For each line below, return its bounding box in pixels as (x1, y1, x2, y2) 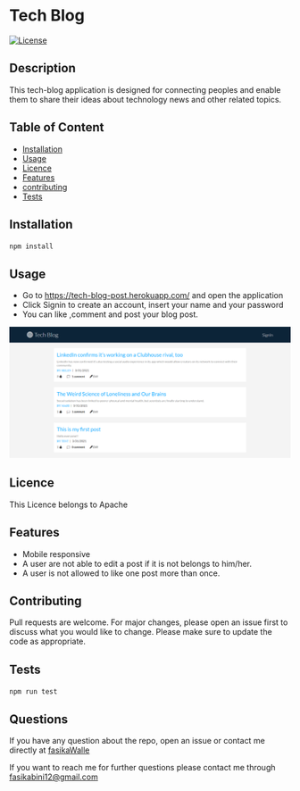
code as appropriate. (9, 636, 87, 647)
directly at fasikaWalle (9, 745, 90, 755)
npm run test (9, 687, 58, 696)
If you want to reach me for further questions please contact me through (9, 762, 276, 773)
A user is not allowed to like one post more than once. (21, 568, 221, 579)
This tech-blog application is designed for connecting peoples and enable (9, 84, 281, 95)
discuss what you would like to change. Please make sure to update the (9, 627, 272, 637)
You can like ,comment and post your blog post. (21, 309, 199, 320)
